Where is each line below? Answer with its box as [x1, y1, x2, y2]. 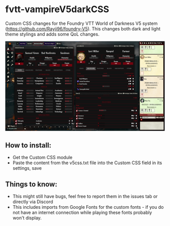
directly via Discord [12, 199, 53, 205]
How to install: [5, 141, 52, 149]
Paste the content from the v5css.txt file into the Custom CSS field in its [12, 160, 162, 166]
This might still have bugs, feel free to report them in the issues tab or [12, 194, 158, 200]
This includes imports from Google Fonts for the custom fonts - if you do [12, 204, 164, 210]
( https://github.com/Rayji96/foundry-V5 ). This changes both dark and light [5, 25, 161, 31]
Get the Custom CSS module [12, 155, 73, 161]
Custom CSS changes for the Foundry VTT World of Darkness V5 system [5, 20, 158, 26]
